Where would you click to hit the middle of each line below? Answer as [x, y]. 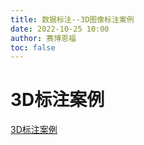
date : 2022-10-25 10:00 [60, 29]
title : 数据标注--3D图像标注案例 [72, 19]
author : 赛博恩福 [43, 38]
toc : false [33, 47]
